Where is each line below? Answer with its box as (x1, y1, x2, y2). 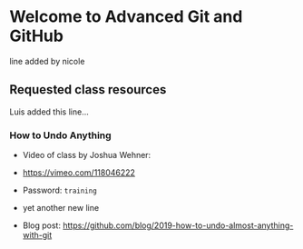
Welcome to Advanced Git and (9, 6, 243, 27)
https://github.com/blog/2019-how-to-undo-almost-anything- (63, 220, 294, 231)
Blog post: (22, 220, 62, 231)
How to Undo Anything (9, 129, 112, 142)
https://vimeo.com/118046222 (22, 167, 136, 178)
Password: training (22, 184, 97, 196)
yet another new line (22, 203, 100, 214)
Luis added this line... (9, 106, 89, 117)
